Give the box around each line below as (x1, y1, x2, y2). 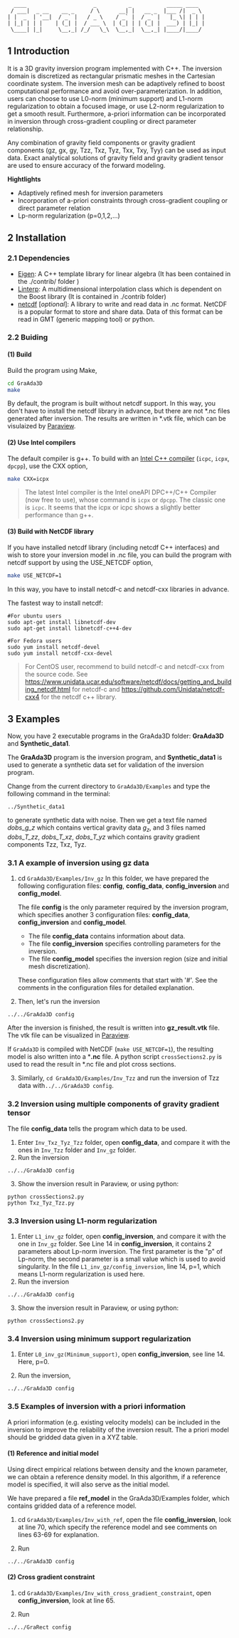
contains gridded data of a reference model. (7, 1501, 137, 1510)
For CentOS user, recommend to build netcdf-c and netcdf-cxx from (24, 662, 225, 670)
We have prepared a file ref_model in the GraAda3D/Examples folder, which (7, 1494, 230, 1502)
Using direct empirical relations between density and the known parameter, (7, 1464, 228, 1474)
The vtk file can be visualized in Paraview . (7, 1031, 130, 1040)
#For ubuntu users (7, 612, 62, 620)
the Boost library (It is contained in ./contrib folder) (17, 292, 167, 300)
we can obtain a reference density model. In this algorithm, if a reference (7, 1472, 221, 1481)
